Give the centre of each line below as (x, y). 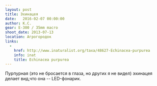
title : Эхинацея (22, 14)
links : (12, 42)
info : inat (25, 55)
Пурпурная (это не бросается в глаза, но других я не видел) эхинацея (79, 73)
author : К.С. (18, 23)
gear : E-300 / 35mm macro (31, 28)
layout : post (18, 10)
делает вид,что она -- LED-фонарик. (43, 79)
